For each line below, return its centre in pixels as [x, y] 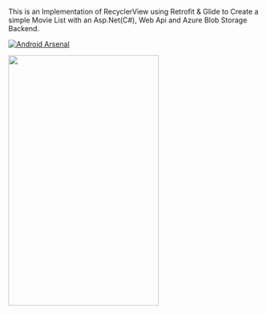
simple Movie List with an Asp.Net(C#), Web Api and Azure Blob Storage [128, 20]
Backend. [24, 28]
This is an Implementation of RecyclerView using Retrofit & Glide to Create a [133, 12]
